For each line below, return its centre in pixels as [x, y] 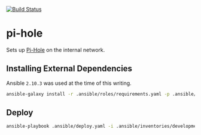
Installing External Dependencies [69, 69]
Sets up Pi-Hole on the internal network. [56, 50]
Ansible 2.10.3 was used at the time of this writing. [69, 83]
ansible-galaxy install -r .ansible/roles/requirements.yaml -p [88, 94]
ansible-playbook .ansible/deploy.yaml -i [60, 126]
